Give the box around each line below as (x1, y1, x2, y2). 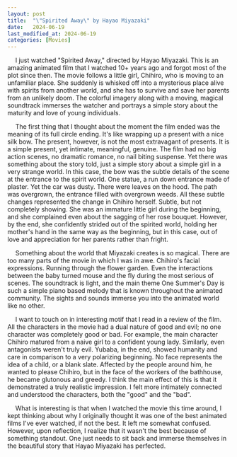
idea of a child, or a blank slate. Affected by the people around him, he (7, 360, 212, 369)
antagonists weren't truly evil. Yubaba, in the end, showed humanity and (7, 345, 218, 354)
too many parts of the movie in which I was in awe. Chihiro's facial (7, 256, 200, 265)
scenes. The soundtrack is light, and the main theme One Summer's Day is (7, 279, 225, 287)
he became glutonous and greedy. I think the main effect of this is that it (7, 376, 217, 384)
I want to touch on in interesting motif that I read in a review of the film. (15, 316, 221, 324)
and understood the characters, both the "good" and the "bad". (7, 391, 192, 399)
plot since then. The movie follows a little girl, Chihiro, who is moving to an (7, 71, 224, 80)
